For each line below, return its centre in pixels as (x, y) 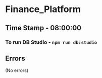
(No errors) (17, 70)
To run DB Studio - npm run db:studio (51, 42)
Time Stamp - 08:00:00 (43, 28)
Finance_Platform (43, 9)
